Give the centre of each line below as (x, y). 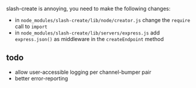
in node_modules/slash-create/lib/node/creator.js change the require (102, 20)
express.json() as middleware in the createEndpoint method (89, 39)
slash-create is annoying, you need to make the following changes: (88, 9)
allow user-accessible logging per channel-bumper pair (83, 72)
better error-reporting (41, 78)
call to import (31, 26)
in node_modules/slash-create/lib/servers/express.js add (87, 33)
